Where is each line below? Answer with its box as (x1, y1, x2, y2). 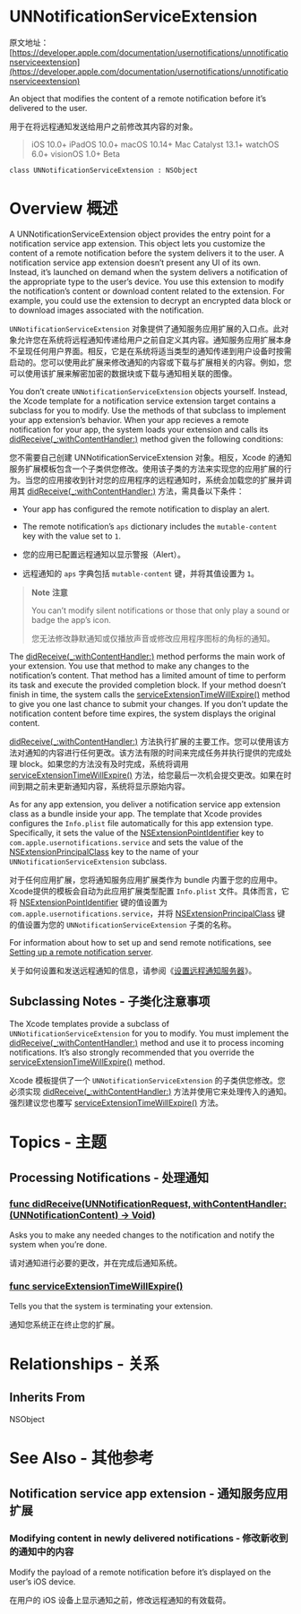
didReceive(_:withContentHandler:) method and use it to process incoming (9, 1037, 285, 1048)
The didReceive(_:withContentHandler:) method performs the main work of (9, 651, 286, 661)
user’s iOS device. (9, 1575, 76, 1587)
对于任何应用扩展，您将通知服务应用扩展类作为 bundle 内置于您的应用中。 (9, 874, 283, 885)
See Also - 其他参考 (9, 1448, 155, 1469)
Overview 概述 (9, 199, 118, 219)
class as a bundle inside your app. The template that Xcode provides (9, 808, 262, 819)
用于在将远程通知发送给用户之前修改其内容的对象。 (9, 121, 198, 132)
